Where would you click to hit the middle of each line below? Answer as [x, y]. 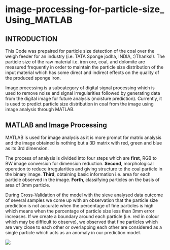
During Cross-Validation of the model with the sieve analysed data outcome [84, 195]
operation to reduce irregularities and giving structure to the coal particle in [84, 169]
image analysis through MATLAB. [40, 109]
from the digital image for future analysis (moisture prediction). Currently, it [84, 98]
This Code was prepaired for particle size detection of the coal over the [80, 51]
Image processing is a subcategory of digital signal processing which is [80, 88]
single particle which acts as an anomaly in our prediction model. [73, 232]
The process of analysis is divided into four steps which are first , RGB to [81, 158]
